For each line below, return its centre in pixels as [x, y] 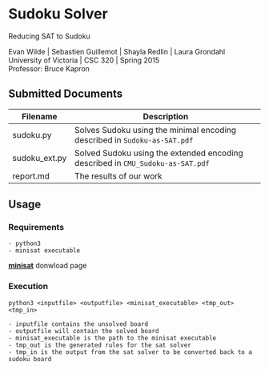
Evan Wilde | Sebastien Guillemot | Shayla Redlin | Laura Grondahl [117, 51]
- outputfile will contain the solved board [84, 331]
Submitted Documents [66, 94]
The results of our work [118, 175]
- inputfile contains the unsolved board [78, 324]
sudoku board [30, 359]
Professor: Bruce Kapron [49, 68]
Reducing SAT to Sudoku [49, 36]
